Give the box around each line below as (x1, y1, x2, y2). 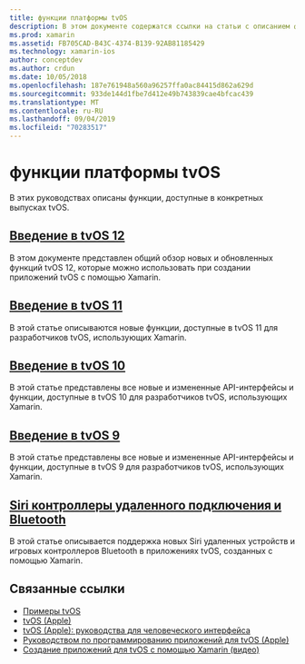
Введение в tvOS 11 (9, 298, 123, 313)
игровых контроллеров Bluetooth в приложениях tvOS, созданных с (9, 546, 273, 556)
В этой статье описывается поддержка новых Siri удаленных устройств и (9, 536, 296, 546)
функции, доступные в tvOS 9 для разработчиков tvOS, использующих (9, 461, 284, 472)
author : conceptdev (9, 55, 84, 64)
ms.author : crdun (9, 64, 75, 74)
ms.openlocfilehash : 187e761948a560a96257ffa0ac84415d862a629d (9, 81, 254, 90)
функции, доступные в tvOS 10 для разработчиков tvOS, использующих (9, 391, 288, 402)
